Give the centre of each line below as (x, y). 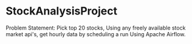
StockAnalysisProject (62, 11)
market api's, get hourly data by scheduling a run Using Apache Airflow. (96, 34)
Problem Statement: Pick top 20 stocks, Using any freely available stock (96, 28)
